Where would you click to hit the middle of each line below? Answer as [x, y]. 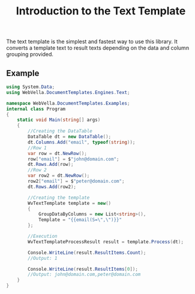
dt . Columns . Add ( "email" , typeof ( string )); [82, 142]
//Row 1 [37, 148]
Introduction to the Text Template [101, 11]
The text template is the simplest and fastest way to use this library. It [92, 42]
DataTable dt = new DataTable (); [70, 137]
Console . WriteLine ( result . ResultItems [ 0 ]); [83, 269]
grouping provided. [30, 54]
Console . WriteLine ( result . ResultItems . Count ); [87, 253]
